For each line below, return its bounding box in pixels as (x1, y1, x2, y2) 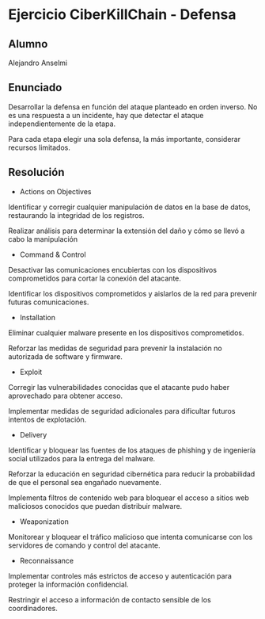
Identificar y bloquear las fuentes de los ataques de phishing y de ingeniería (8, 445, 256, 455)
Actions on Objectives (19, 186, 92, 196)
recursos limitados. (8, 143, 71, 152)
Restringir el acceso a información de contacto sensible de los (8, 594, 211, 604)
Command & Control (19, 250, 86, 259)
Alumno (8, 37, 48, 51)
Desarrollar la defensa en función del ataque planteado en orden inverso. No (8, 101, 258, 112)
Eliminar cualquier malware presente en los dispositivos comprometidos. (8, 327, 244, 338)
